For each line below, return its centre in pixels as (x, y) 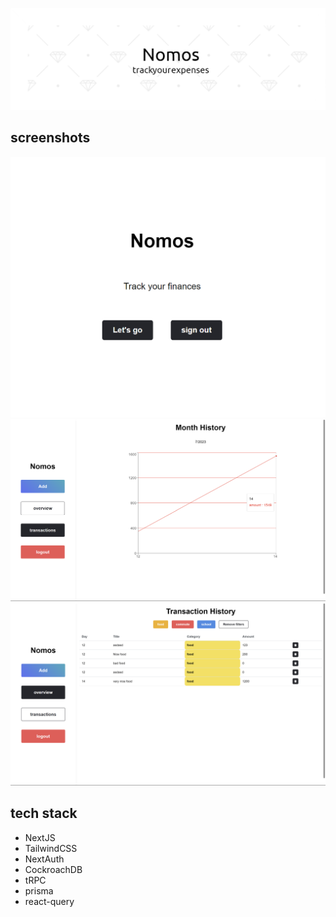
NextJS (40, 837)
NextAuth (44, 859)
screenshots (50, 138)
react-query (49, 901)
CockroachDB (53, 869)
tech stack (44, 813)
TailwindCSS (51, 848)
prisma (39, 890)
